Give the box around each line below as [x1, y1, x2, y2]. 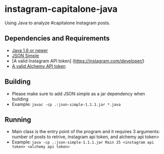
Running [4, 115, 32, 124]
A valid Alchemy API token [11, 63, 66, 69]
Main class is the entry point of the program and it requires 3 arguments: [11, 129, 160, 135]
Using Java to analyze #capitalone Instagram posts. [4, 20, 110, 26]
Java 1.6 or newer [11, 47, 48, 53]
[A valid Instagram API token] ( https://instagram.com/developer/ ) [11, 58, 145, 64]
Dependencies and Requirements [4, 34, 110, 43]
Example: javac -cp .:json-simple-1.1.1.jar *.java [11, 101, 121, 107]
